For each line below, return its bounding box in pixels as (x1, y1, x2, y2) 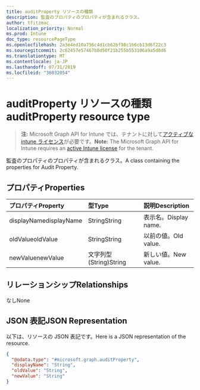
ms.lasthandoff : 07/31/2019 (6, 64, 76, 70)
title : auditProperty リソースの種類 (6, 8, 93, 15)
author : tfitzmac (6, 20, 49, 26)
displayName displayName (9, 217, 82, 224)
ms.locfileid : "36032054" (6, 70, 70, 76)
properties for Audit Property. (6, 164, 79, 171)
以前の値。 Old (143, 232, 183, 240)
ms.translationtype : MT (6, 53, 65, 59)
